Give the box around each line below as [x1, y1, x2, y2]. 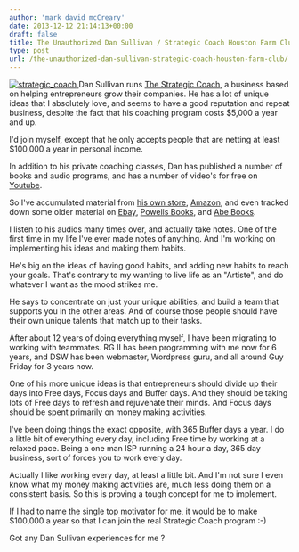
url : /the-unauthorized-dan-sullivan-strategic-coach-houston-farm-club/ [9, 54, 289, 63]
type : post [9, 46, 50, 55]
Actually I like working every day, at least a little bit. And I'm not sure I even [9, 470, 284, 480]
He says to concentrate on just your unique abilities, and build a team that [9, 296, 279, 307]
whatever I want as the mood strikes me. [9, 279, 158, 290]
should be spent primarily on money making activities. [9, 407, 207, 417]
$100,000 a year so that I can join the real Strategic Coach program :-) [9, 515, 267, 526]
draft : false [9, 29, 58, 38]
